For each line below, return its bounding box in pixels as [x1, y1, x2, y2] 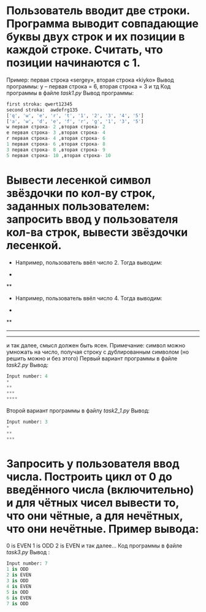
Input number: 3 [6, 419, 48, 425]
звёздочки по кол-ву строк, [6, 186, 155, 200]
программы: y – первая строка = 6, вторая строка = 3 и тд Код [6, 82, 171, 90]
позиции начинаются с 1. [6, 56, 141, 70]
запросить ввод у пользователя [6, 212, 178, 226]
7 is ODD [6, 600, 29, 606]
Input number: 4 [6, 373, 48, 379]
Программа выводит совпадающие [6, 17, 199, 31]
